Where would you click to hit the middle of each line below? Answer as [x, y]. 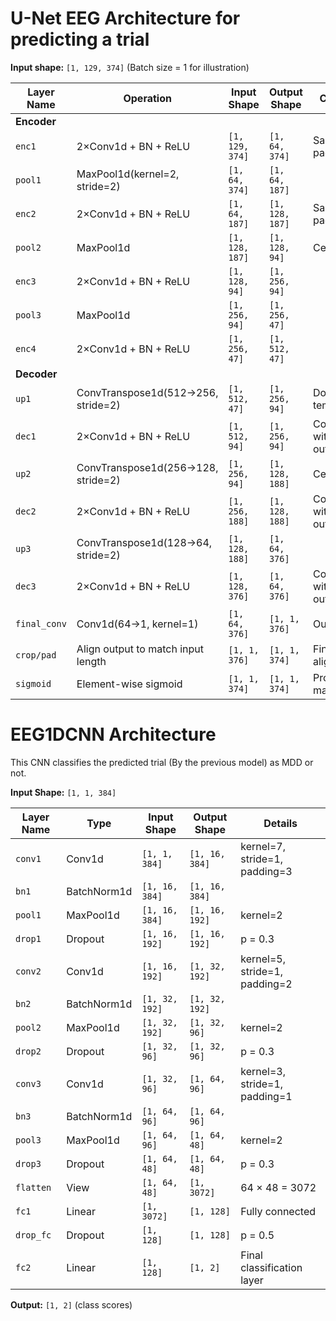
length [91, 661]
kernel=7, [263, 846]
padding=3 [266, 871]
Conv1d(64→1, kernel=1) [137, 624]
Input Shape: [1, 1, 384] [63, 792]
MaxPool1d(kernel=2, [128, 174]
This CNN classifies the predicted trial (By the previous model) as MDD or [162, 762]
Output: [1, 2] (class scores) [71, 1304]
